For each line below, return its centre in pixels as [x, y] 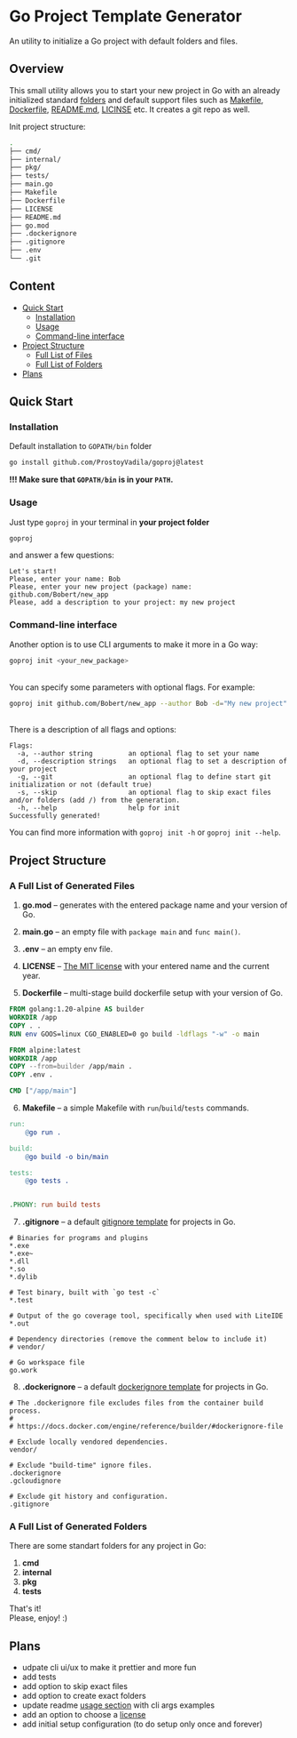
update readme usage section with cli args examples [118, 1705]
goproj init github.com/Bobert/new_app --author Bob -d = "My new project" [148, 703]
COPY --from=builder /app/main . [71, 1067]
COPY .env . [31, 1075]
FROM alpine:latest [45, 1050]
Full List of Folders [69, 364]
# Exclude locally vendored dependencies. [89, 1442]
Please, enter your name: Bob [65, 580]
